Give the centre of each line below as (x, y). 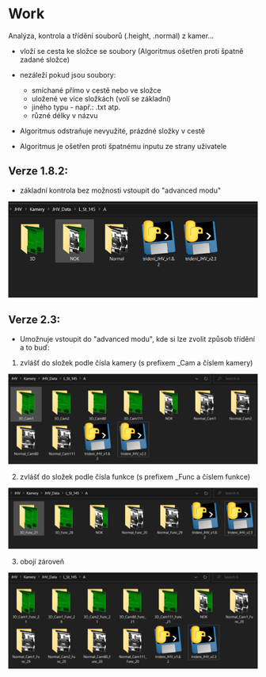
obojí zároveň (42, 562)
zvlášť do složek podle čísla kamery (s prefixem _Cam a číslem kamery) (136, 362)
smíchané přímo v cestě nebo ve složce (96, 90)
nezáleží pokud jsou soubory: (68, 75)
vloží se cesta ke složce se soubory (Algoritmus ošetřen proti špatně (131, 51)
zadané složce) (44, 59)
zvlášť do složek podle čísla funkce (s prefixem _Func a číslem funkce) (135, 477)
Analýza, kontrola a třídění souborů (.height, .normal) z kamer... (111, 36)
